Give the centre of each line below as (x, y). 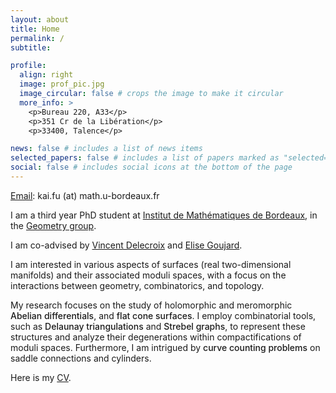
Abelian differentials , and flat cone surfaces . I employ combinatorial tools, (163, 315)
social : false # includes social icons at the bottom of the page (151, 167)
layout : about (40, 19)
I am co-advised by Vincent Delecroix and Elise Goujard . (126, 245)
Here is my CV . (41, 377)
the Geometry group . (53, 225)
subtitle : (31, 47)
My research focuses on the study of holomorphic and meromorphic (151, 305)
